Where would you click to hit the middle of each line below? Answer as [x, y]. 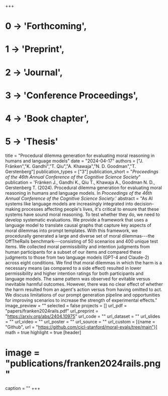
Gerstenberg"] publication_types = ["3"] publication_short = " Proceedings [82, 172]
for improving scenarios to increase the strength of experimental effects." [81, 300]
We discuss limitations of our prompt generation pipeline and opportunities [83, 295]
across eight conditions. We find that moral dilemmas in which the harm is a [83, 262]
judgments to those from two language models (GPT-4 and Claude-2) [77, 257]
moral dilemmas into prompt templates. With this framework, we [71, 231]
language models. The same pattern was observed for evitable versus [78, 278]
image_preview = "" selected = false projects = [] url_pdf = [66, 305]
